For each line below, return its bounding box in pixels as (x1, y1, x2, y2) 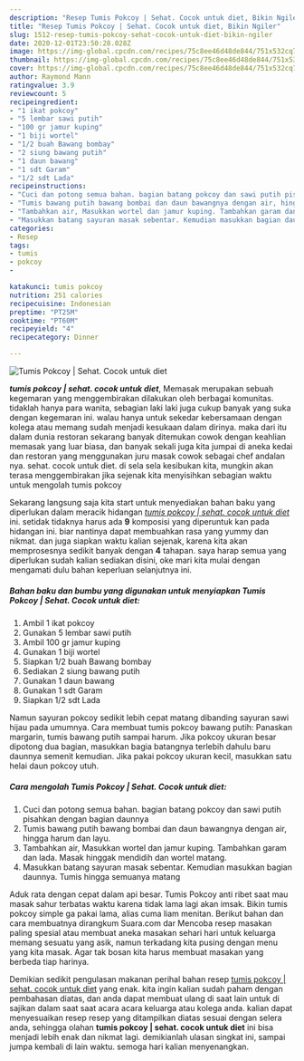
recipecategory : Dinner (9, 333, 100, 342)
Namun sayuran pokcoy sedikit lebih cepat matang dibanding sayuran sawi (9, 712, 290, 723)
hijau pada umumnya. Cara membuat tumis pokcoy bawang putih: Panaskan (9, 721, 292, 732)
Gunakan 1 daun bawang (22, 675, 115, 686)
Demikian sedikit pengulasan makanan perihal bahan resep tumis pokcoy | (9, 973, 287, 984)
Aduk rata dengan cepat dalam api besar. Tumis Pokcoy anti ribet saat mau (9, 889, 289, 900)
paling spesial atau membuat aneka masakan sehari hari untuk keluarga (9, 927, 276, 938)
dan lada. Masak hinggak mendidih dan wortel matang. (22, 852, 228, 863)
